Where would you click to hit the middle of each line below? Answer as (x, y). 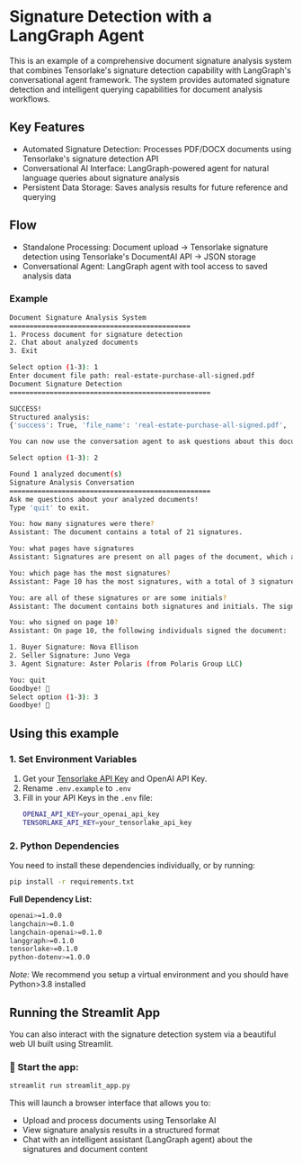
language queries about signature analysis (101, 177)
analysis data (47, 276)
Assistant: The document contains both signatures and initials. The (142, 606)
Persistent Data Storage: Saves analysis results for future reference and (155, 187)
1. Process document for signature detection (96, 334)
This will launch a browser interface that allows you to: (110, 1103)
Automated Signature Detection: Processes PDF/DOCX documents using (157, 149)
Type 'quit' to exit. (50, 508)
